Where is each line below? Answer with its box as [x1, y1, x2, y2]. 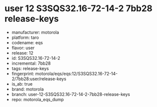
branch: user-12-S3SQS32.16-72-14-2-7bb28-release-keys [11, 91, 130, 97]
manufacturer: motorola [11, 29, 59, 35]
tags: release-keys [11, 65, 49, 71]
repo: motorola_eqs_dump [11, 96, 64, 102]
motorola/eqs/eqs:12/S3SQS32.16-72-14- [35, 71, 118, 76]
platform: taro [11, 35, 39, 40]
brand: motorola [11, 86, 44, 92]
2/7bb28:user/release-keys [11, 76, 67, 82]
